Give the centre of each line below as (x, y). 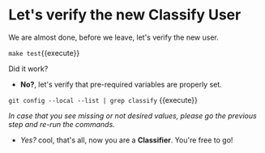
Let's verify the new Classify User (125, 15)
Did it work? (28, 68)
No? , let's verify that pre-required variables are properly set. (121, 84)
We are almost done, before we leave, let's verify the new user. (113, 37)
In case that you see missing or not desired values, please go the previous (132, 116)
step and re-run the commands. (62, 124)
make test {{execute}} (44, 53)
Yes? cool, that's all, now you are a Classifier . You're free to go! (126, 140)
